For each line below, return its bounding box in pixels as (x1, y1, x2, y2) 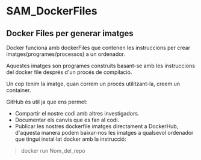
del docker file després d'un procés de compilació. (6, 69, 132, 76)
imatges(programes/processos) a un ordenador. (6, 51, 125, 58)
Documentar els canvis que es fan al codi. (14, 116, 119, 123)
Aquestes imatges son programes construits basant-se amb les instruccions (6, 62, 196, 69)
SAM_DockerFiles (6, 4, 97, 18)
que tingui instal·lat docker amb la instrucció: (14, 135, 126, 143)
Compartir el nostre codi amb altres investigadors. (14, 110, 140, 117)
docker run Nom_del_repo (20, 147, 85, 154)
